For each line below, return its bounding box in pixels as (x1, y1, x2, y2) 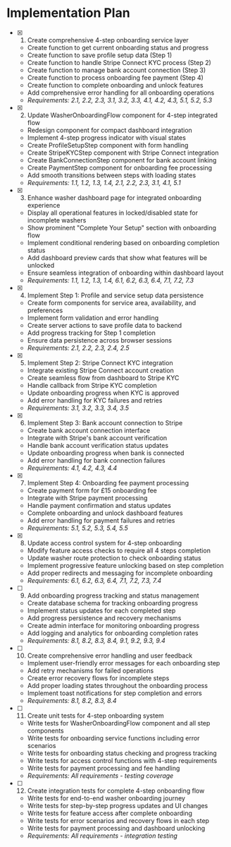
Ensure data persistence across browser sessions (27, 336, 172, 344)
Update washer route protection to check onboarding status (27, 553, 201, 562)
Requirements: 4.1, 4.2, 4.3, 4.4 (27, 463, 118, 472)
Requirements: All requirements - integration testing (27, 831, 177, 840)
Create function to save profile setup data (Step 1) (27, 51, 173, 59)
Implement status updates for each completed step (27, 606, 176, 615)
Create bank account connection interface (27, 426, 151, 434)
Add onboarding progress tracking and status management (27, 591, 199, 600)
